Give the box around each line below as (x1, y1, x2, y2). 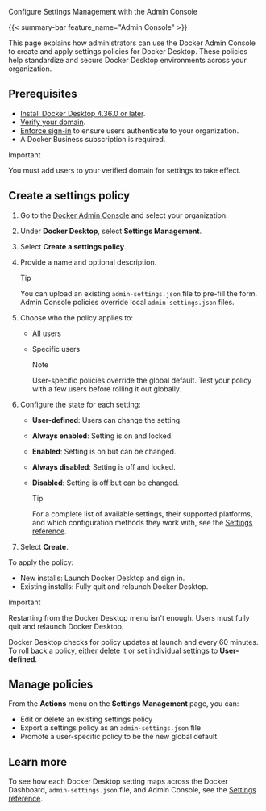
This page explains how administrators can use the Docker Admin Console (8, 38, 256, 48)
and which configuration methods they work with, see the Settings (31, 517, 253, 527)
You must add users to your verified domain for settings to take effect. (8, 165, 242, 175)
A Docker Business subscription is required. (19, 134, 166, 144)
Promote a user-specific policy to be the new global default (19, 732, 218, 742)
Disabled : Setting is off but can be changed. (31, 478, 180, 487)
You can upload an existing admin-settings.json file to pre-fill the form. (19, 288, 258, 298)
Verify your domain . (19, 117, 86, 127)
